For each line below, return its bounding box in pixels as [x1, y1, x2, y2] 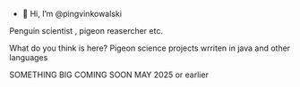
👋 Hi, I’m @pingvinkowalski [21, 9, 123, 19]
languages [9, 52, 48, 62]
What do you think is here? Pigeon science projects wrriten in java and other [9, 43, 291, 53]
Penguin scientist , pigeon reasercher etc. [9, 26, 164, 36]
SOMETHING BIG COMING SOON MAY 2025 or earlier [9, 69, 209, 80]
